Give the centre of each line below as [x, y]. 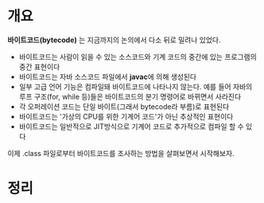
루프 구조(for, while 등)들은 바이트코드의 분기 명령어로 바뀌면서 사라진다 [130, 96]
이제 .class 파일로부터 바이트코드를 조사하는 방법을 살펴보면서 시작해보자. [121, 153]
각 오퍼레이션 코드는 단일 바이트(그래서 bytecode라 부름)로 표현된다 [124, 106]
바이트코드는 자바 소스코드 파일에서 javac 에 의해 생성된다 [107, 76]
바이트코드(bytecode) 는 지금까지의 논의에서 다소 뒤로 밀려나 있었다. [114, 40]
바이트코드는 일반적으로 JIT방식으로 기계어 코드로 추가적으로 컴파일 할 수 [131, 126]
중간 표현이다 [39, 66]
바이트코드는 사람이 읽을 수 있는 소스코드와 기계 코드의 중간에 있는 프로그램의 [138, 57]
